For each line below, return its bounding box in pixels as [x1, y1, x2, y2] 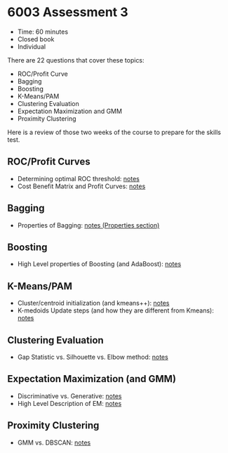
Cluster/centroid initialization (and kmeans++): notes [17, 299, 170, 308]
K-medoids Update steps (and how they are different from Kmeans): [17, 306, 214, 315]
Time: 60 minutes [17, 27, 69, 36]
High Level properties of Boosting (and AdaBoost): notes [17, 260, 182, 268]
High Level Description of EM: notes [17, 399, 122, 407]
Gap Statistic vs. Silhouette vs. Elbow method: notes [17, 353, 168, 361]
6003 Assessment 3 [7, 4, 128, 20]
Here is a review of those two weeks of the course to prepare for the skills [7, 128, 221, 136]
